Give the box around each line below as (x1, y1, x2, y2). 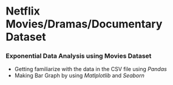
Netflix (5, 4, 40, 18)
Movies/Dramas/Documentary (5, 17, 163, 31)
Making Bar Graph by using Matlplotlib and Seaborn (14, 72, 145, 80)
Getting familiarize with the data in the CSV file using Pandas (14, 66, 168, 73)
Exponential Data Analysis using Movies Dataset (5, 52, 152, 60)
